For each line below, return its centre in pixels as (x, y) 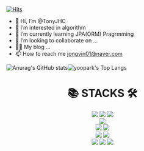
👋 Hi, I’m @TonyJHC (40, 21)
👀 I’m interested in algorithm (50, 28)
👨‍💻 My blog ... (33, 47)
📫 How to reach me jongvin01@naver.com (69, 54)
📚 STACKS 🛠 (103, 93)
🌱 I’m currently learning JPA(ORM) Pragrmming (74, 34)
